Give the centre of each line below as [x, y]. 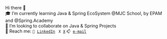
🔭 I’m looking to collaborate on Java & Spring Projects [61, 26]
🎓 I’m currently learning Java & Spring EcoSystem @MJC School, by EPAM [84, 13]
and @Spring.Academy [29, 20]
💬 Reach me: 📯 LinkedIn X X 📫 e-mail [46, 31]
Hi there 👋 [16, 8]
